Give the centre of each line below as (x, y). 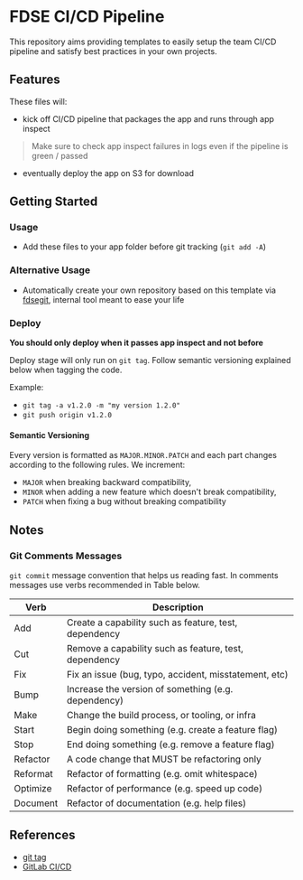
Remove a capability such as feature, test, (155, 648)
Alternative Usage (50, 270)
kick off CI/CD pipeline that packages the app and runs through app (148, 118)
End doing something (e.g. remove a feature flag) (170, 744)
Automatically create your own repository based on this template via (149, 290)
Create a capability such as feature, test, (152, 623)
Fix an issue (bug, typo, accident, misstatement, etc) (177, 674)
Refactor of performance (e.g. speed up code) (165, 788)
